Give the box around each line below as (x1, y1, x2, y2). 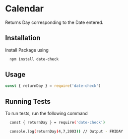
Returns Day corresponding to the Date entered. (5, 19, 104, 25)
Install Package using (5, 47, 49, 53)
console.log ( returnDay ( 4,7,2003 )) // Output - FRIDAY (9, 129, 123, 134)
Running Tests (5, 97, 51, 106)
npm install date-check (9, 57, 59, 62)
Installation (5, 34, 41, 42)
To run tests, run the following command (5, 110, 88, 117)
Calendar (5, 3, 44, 14)
